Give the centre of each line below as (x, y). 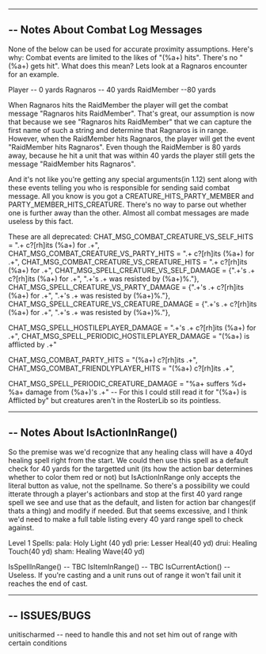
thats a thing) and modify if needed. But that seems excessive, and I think (128, 511)
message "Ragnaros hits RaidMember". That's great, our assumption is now (131, 113)
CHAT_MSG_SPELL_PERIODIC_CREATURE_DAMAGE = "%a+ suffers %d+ (127, 383)
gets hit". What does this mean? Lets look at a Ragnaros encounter (139, 66)
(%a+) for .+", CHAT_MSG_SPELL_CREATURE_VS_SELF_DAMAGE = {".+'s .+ (132, 270)
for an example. (34, 74)
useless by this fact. (41, 221)
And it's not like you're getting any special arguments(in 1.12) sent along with (133, 179)
